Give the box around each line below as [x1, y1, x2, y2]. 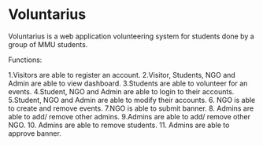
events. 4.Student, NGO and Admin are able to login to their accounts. [8, 86, 235, 96]
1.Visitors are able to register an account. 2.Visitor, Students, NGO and [8, 70, 236, 79]
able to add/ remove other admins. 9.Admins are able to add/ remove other [8, 111, 250, 121]
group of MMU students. [8, 39, 88, 49]
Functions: [8, 55, 43, 64]
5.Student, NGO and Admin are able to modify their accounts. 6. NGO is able [8, 95, 256, 104]
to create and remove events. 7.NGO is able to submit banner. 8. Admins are [8, 104, 254, 113]
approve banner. [8, 128, 61, 138]
